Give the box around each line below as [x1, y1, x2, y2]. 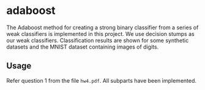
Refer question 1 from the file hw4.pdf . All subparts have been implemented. [6, 77, 197, 84]
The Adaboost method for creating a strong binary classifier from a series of [6, 24, 199, 31]
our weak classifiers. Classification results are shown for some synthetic [6, 36, 189, 44]
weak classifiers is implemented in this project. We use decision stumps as [6, 30, 195, 37]
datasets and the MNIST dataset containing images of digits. [6, 43, 159, 50]
